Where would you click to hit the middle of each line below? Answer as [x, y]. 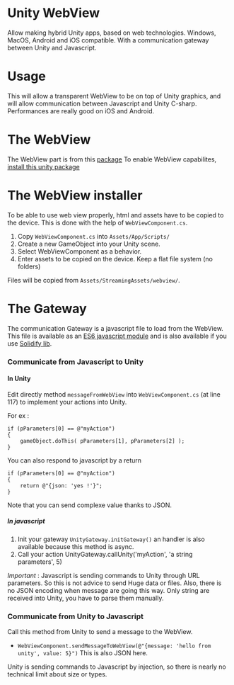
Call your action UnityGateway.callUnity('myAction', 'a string [105, 554]
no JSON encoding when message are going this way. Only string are [109, 590]
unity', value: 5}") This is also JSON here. [83, 653]
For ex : [18, 415]
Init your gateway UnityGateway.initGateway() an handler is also [111, 539]
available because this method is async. [76, 546]
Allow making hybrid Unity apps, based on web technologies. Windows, [112, 33]
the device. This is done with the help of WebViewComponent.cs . [98, 222]
